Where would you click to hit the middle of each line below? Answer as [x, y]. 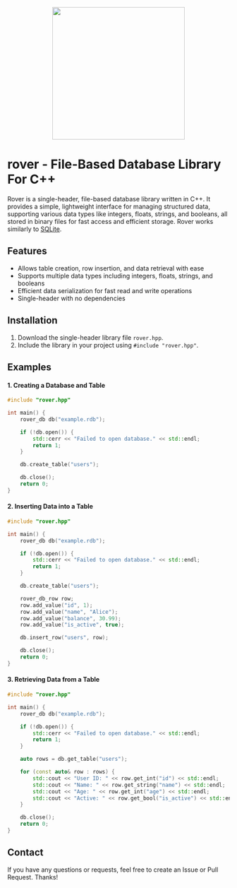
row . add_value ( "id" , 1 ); [56, 605]
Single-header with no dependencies [71, 298]
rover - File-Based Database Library [114, 164]
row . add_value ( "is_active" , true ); [72, 625]
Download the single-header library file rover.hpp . [90, 337]
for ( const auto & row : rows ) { [67, 772]
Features [27, 251]
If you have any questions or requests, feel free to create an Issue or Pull [113, 870]
